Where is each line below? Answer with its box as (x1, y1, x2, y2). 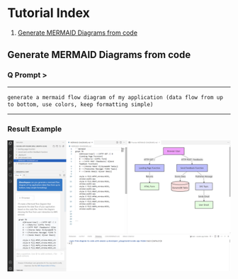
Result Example (7, 124, 62, 134)
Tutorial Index (7, 5, 91, 21)
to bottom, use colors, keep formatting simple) (7, 101, 154, 108)
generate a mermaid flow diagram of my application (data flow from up (7, 93, 223, 101)
